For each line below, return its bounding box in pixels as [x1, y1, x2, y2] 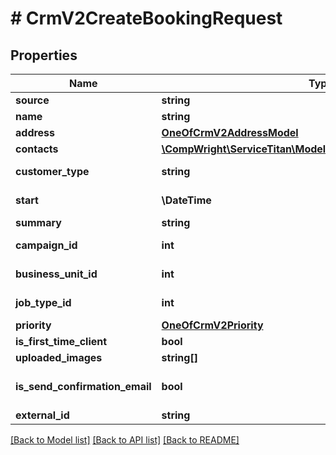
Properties [10, 47, 78, 64]
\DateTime [161, 193, 212, 207]
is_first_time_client [15, 335, 108, 348]
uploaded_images [15, 351, 103, 364]
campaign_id [15, 238, 78, 252]
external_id [15, 408, 70, 422]
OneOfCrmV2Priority [161, 318, 264, 332]
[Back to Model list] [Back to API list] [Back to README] [10, 434, 240, 446]
